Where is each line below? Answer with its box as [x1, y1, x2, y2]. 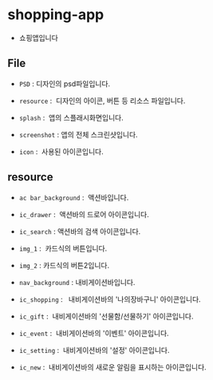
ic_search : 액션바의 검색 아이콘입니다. [18, 226, 141, 236]
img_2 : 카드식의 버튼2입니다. [18, 260, 109, 270]
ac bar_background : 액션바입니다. [18, 192, 129, 202]
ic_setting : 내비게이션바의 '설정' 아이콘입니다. [18, 345, 170, 354]
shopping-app [7, 6, 105, 24]
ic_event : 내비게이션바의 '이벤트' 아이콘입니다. [18, 328, 169, 338]
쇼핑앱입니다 [18, 33, 59, 42]
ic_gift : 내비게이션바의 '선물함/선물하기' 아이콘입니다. [18, 311, 194, 321]
